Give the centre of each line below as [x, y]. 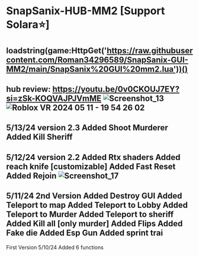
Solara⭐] [28, 25]
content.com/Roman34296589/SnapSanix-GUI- [97, 60]
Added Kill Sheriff [39, 137]
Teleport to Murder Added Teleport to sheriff [90, 215]
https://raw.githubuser [150, 51]
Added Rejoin [31, 176]
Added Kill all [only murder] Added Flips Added [94, 224]
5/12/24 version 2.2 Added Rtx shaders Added [93, 157]
